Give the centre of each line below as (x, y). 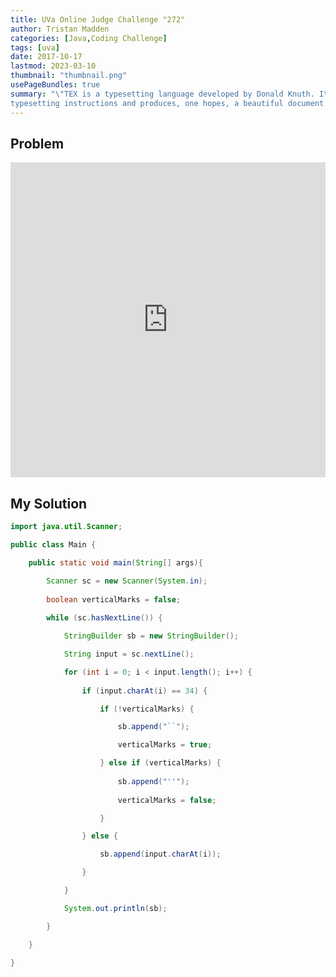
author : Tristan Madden (60, 29)
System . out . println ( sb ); (115, 908)
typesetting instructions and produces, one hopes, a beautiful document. (169, 103)
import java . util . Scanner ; (66, 527)
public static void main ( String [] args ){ (115, 562)
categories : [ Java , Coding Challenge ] (89, 38)
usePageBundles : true (55, 85)
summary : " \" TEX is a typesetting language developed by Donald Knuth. (162, 94)
